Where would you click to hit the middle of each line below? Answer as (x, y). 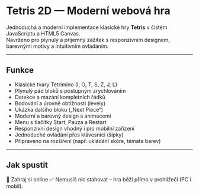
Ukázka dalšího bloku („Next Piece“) (59, 109)
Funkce (20, 70)
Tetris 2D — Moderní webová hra (88, 11)
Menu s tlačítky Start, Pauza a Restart (60, 122)
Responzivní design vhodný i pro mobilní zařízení (74, 128)
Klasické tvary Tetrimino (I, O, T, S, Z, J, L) (66, 84)
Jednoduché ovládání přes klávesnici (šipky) (69, 135)
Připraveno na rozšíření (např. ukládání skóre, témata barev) (88, 141)
